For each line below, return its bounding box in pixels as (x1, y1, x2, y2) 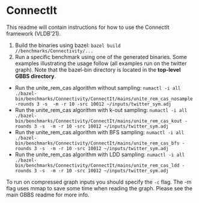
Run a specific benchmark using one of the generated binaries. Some (14, 53, 188, 60)
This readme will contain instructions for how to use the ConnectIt (6, 23, 170, 31)
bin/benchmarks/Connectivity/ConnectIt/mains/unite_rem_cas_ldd (14, 162, 180, 169)
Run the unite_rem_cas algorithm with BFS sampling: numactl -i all (14, 128, 185, 136)
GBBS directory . (14, 72, 56, 80)
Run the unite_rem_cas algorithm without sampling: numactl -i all (14, 84, 181, 91)
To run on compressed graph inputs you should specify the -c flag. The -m (6, 178, 192, 186)
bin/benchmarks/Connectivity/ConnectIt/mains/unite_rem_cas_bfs (14, 140, 180, 146)
